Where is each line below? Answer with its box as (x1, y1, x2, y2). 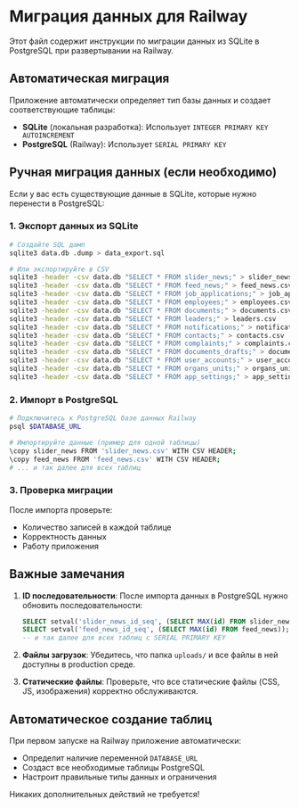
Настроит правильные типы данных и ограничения (21, 771, 217, 782)
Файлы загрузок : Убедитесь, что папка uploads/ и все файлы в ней (21, 649, 279, 661)
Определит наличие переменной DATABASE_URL (21, 752, 198, 763)
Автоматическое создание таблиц (9, 712, 213, 727)
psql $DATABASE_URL (9, 422, 82, 432)
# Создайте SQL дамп (9, 240, 86, 249)
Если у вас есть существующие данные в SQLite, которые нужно (9, 188, 257, 199)
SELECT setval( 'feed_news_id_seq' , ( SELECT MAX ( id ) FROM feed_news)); (21, 625, 290, 634)
